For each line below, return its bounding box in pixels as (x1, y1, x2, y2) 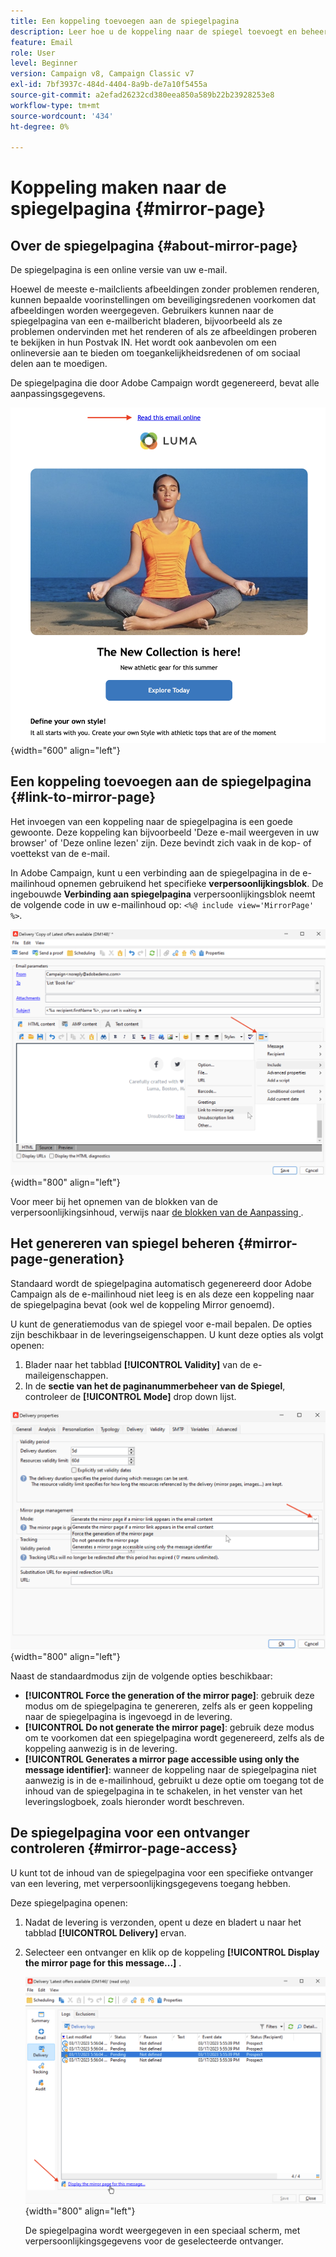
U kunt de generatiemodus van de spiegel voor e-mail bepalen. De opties (10, 1318, 313, 1330)
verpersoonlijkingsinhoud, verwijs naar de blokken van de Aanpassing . (10, 1206, 304, 1218)
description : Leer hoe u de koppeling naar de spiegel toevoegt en (10, 26, 298, 37)
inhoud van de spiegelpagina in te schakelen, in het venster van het (24, 1785, 303, 1797)
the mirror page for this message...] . (24, 1956, 182, 1969)
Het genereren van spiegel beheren (10, 1235, 235, 1252)
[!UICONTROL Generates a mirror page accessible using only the (24, 1753, 300, 1765)
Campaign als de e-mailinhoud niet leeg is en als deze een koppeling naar (10, 1288, 315, 1300)
